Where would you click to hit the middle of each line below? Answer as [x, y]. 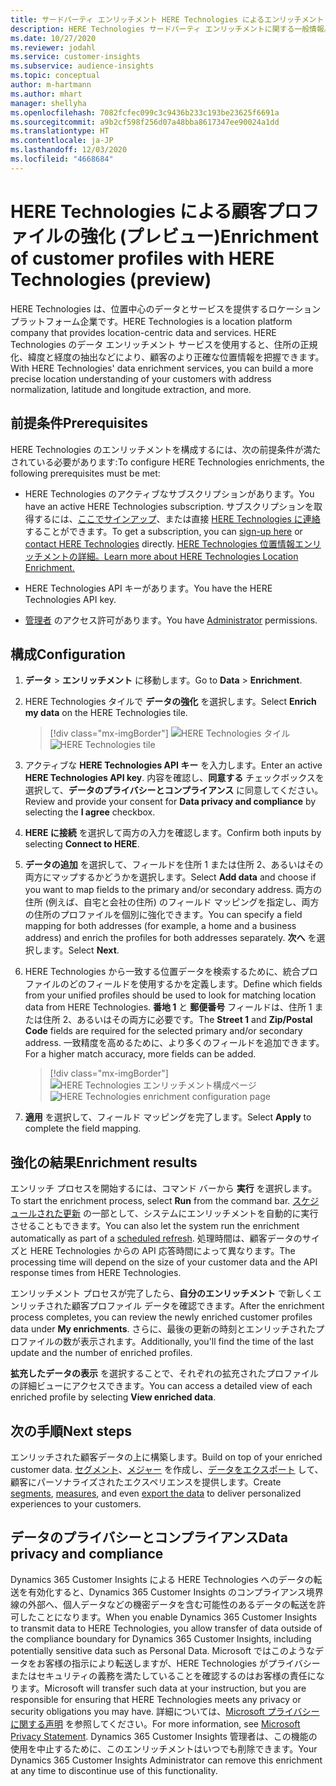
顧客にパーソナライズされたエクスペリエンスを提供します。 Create [146, 1482]
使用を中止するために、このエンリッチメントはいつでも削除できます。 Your [164, 1748]
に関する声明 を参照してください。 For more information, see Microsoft [155, 1723]
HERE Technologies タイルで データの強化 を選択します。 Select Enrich [170, 702]
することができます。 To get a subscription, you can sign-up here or [163, 531]
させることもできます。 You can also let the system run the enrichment [155, 1226]
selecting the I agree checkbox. [90, 812]
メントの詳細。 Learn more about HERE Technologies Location [170, 556]
